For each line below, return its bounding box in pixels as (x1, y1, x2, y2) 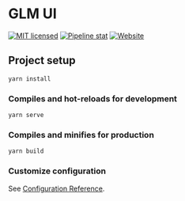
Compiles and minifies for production (8, 129, 154, 140)
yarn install (8, 74, 51, 83)
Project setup (8, 54, 77, 67)
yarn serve (8, 112, 44, 119)
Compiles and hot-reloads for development (8, 93, 178, 104)
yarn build (8, 147, 44, 155)
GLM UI (8, 5, 57, 23)
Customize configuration (8, 165, 107, 176)
